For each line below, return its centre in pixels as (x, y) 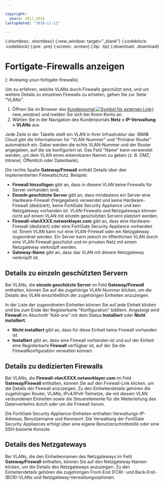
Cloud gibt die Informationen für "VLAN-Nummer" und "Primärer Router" (78, 140)
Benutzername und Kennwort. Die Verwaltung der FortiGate (84, 419)
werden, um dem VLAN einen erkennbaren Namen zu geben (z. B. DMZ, (78, 155)
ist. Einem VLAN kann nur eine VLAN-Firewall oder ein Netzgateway (81, 231)
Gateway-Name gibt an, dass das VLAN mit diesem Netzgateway (78, 253)
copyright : (16, 14)
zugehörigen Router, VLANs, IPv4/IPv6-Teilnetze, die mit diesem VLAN (76, 393)
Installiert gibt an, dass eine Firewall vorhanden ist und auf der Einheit (83, 340)
